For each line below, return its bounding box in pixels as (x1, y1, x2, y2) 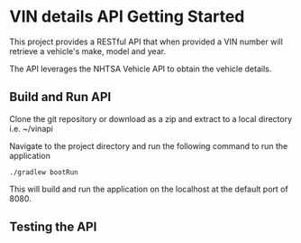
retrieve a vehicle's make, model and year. (9, 45, 167, 56)
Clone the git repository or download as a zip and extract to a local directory (9, 113, 293, 124)
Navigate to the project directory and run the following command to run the (9, 140, 288, 151)
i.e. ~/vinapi (9, 123, 54, 134)
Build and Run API (9, 89, 112, 105)
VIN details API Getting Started (9, 6, 245, 27)
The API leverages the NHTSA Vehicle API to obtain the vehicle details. (9, 63, 272, 74)
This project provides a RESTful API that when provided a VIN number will (9, 36, 284, 47)
